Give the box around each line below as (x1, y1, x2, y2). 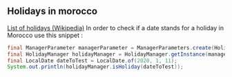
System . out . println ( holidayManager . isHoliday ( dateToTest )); (7, 63, 184, 71)
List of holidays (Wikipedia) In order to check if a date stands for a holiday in (7, 23, 224, 32)
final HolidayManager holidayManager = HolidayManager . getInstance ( (7, 51, 209, 58)
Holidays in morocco (7, 5, 98, 17)
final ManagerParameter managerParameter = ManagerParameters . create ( (7, 44, 215, 51)
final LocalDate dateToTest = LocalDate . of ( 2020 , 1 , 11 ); (7, 57, 177, 64)
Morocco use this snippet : (7, 31, 84, 39)
